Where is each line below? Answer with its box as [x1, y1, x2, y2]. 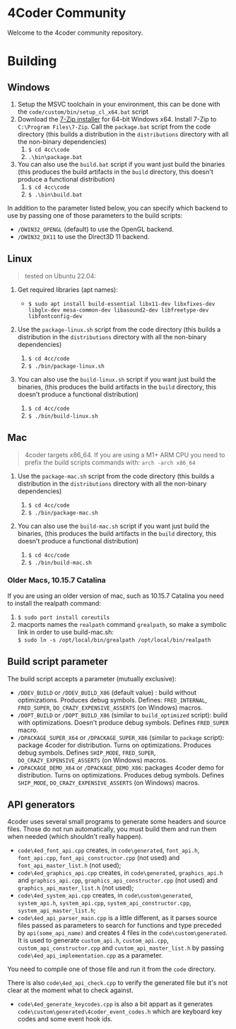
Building [7, 53, 57, 69]
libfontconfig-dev [28, 312, 83, 319]
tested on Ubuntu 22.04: [24, 271, 97, 280]
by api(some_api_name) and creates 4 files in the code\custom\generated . [17, 929, 228, 937]
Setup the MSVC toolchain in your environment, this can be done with [17, 100, 220, 108]
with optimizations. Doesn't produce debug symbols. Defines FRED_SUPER [17, 718, 230, 727]
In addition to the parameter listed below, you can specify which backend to [7, 204, 228, 212]
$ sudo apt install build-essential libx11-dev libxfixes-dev [28, 300, 216, 307]
